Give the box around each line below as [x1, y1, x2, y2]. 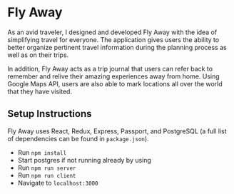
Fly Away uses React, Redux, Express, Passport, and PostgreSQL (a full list [7, 126, 227, 136]
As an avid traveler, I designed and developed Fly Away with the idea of [7, 28, 218, 36]
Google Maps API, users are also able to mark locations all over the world [7, 79, 223, 88]
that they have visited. [7, 87, 73, 96]
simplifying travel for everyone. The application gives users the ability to [7, 35, 220, 44]
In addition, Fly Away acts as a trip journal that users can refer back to [7, 64, 213, 73]
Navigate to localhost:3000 [17, 178, 98, 187]
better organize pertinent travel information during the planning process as [7, 43, 227, 51]
